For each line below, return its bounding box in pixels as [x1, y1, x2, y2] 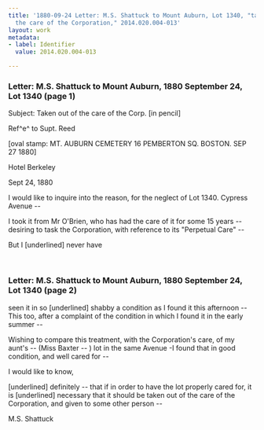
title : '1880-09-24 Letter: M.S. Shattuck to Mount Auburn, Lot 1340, [8, 11, 244, 20]
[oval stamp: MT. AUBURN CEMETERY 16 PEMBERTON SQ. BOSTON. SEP [8, 139, 247, 149]
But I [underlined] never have [8, 241, 103, 250]
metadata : [8, 33, 41, 42]
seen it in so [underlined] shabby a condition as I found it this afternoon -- [8, 303, 247, 312]
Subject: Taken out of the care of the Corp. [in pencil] [8, 108, 181, 118]
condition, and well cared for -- [8, 351, 109, 361]
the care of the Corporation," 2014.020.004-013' [15, 19, 181, 27]
